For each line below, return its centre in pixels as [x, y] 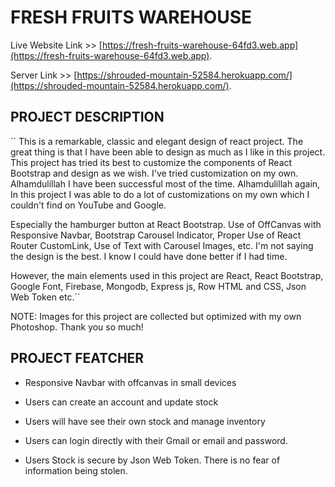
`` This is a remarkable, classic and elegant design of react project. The [157, 141]
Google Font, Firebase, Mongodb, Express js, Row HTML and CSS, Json [158, 286]
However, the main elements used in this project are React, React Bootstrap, [167, 275]
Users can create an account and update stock [121, 402]
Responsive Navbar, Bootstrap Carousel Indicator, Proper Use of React [156, 235]
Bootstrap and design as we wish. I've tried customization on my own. [154, 173]
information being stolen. [76, 470]
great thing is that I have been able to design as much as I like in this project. [168, 152]
